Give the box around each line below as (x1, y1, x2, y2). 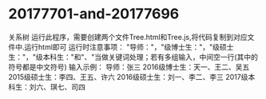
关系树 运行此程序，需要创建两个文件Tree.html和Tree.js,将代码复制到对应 (8, 32, 248, 42)
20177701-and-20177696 (8, 5, 180, 23)
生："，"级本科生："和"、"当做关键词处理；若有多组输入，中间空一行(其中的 (8, 52, 258, 61)
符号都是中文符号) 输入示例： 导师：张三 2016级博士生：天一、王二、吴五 (8, 61, 250, 72)
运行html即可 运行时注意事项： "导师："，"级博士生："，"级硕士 (24, 42, 234, 52)
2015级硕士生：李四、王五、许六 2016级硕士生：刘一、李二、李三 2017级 (8, 72, 248, 81)
